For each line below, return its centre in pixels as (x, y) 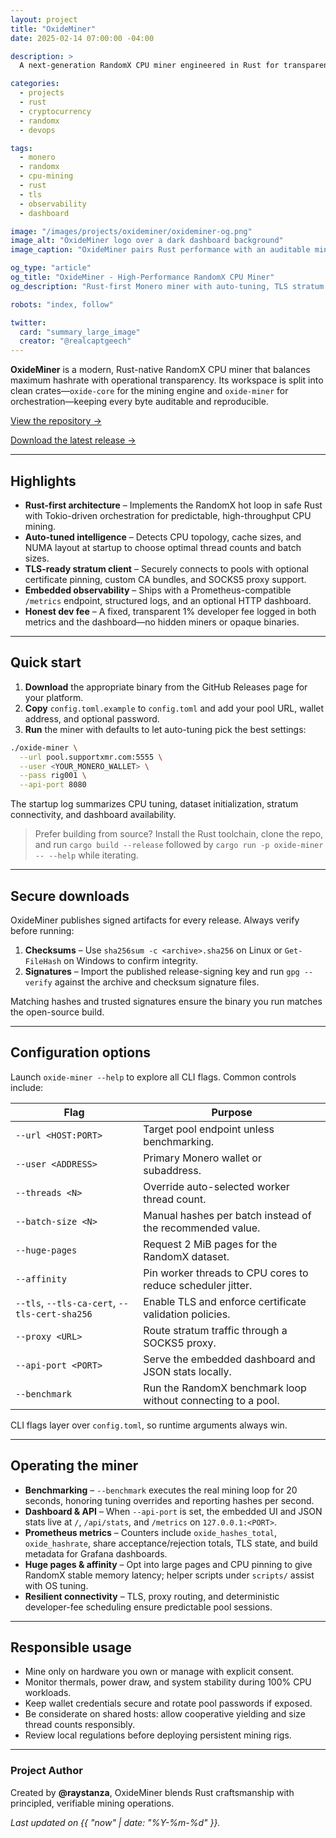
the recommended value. (202, 1228)
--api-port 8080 (53, 785)
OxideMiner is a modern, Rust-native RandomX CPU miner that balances (160, 370)
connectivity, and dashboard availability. (93, 815)
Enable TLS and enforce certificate (225, 1301)
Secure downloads (70, 896)
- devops (37, 130)
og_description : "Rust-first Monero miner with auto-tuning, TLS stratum (167, 286)
